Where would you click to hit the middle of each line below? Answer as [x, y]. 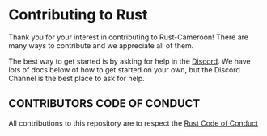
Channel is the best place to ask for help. [77, 78]
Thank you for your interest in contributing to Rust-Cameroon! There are [129, 37]
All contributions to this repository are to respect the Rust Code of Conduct [133, 123]
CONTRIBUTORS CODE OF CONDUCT [104, 103]
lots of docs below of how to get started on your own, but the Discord [125, 69]
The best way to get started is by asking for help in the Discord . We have [129, 61]
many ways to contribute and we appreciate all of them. [101, 45]
